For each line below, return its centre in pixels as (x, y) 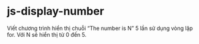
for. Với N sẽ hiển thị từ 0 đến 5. (47, 34)
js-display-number (56, 11)
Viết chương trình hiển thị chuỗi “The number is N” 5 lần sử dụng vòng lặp (100, 28)
